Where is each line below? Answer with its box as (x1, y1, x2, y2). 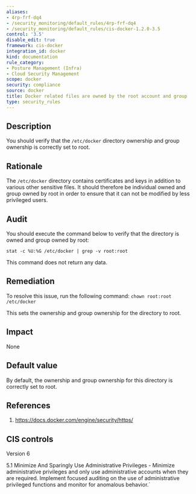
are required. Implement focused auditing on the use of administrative (6, 475, 180, 482)
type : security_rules (6, 99, 61, 105)
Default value (6, 360, 58, 371)
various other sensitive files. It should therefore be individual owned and (6, 184, 186, 191)
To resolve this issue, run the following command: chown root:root (6, 292, 172, 299)
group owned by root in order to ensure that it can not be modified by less (6, 190, 190, 197)
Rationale (6, 161, 43, 171)
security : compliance (6, 82, 61, 88)
